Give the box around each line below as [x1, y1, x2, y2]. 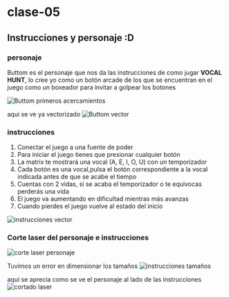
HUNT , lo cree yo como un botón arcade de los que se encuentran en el [7, 76, 212, 84]
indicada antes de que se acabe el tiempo [17, 173, 137, 181]
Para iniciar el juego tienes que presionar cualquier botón [17, 151, 181, 159]
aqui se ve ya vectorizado [7, 110, 81, 118]
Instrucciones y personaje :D [7, 32, 134, 44]
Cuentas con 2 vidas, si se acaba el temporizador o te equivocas [17, 180, 202, 188]
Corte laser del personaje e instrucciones [7, 233, 149, 243]
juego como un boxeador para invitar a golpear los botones [7, 83, 176, 91]
